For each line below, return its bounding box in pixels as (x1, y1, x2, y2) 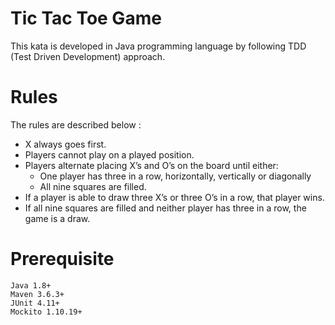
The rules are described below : (10, 118, 142, 131)
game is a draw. (24, 212, 91, 224)
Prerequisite (10, 248, 115, 271)
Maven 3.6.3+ (10, 289, 65, 299)
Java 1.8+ (10, 280, 52, 291)
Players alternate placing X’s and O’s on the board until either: (24, 159, 279, 171)
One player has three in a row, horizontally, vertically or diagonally (39, 170, 312, 182)
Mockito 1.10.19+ (10, 307, 83, 317)
